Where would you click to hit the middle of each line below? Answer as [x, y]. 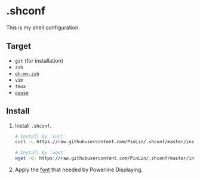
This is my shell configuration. [43, 27]
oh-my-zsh [27, 74]
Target [19, 46]
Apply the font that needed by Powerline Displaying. [79, 170]
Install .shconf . [33, 125]
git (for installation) [39, 60]
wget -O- [26, 158]
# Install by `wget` [40, 153]
